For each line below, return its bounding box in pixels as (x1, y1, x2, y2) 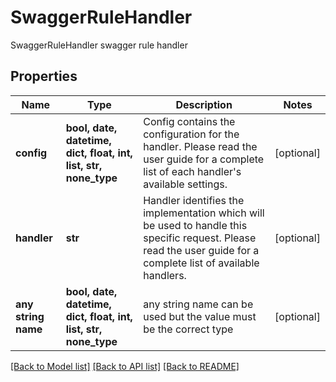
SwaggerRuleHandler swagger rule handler (10, 39, 188, 51)
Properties (10, 68, 78, 85)
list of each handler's (143, 164, 242, 178)
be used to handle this (143, 218, 248, 232)
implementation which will (143, 206, 265, 220)
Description (175, 97, 233, 111)
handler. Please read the (143, 139, 258, 153)
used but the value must (143, 309, 257, 323)
